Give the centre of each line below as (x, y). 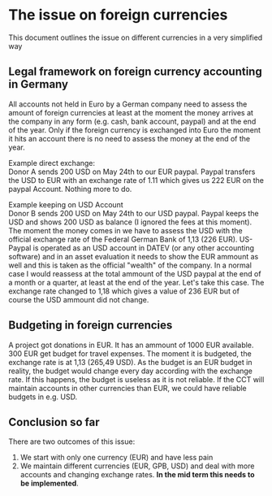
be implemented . (49, 483)
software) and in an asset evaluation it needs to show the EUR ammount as (134, 256)
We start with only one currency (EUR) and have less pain (117, 458)
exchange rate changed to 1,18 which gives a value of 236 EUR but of (124, 291)
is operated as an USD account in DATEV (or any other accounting (143, 248)
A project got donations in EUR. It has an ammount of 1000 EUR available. (131, 345)
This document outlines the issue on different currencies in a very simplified (136, 37)
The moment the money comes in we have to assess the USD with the (125, 230)
